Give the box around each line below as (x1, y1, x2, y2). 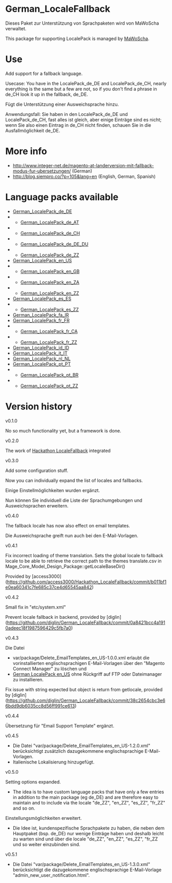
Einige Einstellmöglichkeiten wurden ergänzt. (5, 487, 100, 493)
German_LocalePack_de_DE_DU (20, 241, 89, 247)
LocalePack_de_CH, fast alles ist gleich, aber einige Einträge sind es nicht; (5, 116, 162, 123)
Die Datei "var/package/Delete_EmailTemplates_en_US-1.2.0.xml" (12, 742, 150, 749)
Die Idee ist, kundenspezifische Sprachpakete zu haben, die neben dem (12, 825, 165, 831)
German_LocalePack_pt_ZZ (20, 383, 78, 389)
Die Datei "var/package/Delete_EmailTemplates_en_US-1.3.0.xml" (12, 861, 150, 867)
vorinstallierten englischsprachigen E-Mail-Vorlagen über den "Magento (12, 660, 165, 666)
